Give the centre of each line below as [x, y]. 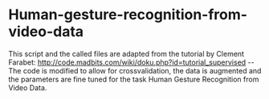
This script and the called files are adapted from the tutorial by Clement [126, 53]
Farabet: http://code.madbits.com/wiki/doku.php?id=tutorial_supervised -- [131, 62]
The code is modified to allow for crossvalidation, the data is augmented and [135, 70]
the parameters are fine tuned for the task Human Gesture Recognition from [134, 79]
